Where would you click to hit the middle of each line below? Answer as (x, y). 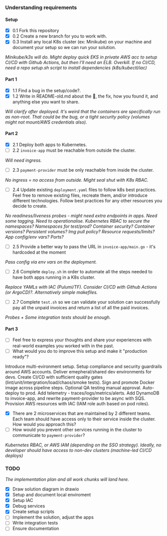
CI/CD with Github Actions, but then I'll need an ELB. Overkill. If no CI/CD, (81, 63)
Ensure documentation (36, 528)
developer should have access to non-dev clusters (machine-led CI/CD (79, 450)
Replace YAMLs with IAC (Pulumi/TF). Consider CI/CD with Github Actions (81, 287)
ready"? (20, 356)
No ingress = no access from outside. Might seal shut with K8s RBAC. (77, 180)
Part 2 (12, 134)
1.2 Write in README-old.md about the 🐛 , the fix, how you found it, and (85, 96)
